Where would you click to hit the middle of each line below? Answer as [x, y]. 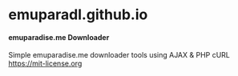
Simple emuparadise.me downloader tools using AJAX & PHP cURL [119, 55]
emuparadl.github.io [78, 15]
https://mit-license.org [45, 64]
